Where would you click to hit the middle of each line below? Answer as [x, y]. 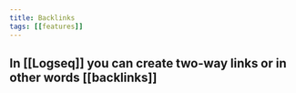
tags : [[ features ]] [46, 26]
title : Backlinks [42, 18]
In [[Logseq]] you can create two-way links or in [148, 63]
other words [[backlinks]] [83, 77]
